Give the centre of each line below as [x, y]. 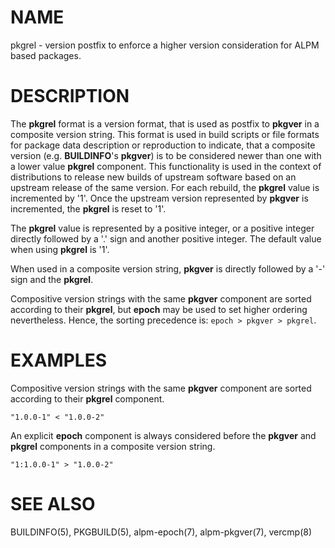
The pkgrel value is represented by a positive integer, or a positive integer [162, 228]
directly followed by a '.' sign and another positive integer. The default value [166, 238]
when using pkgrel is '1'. [60, 249]
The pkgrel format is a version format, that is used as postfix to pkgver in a [165, 123]
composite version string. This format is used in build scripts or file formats [165, 134]
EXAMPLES [58, 360]
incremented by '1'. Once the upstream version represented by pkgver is [159, 198]
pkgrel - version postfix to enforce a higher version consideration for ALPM [165, 45]
